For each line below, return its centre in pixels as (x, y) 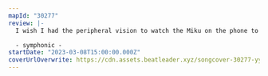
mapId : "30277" (33, 16)
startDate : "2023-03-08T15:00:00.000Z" (75, 53)
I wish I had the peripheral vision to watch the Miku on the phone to (137, 30)
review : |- (26, 23)
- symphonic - (39, 45)
